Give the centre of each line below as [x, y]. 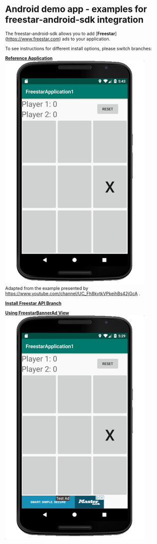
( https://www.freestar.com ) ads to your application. [58, 39]
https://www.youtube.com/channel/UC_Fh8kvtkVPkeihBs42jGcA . [73, 293]
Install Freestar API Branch [33, 303]
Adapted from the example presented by [47, 288]
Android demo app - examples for [76, 9]
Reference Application [29, 58]
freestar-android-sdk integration [74, 20]
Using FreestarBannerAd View [37, 313]
